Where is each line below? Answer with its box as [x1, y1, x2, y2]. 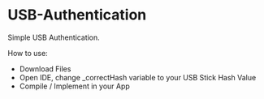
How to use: [7, 48, 48, 58]
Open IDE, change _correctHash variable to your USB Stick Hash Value [19, 72, 257, 82]
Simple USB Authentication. [7, 32, 101, 42]
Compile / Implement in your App [19, 81, 131, 91]
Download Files [19, 63, 71, 74]
